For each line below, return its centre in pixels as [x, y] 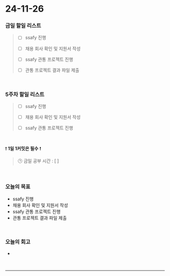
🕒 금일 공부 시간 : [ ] [38, 161]
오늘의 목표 [18, 187]
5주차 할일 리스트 [25, 94]
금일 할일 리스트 [23, 26]
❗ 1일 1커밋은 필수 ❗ [23, 149]
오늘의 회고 [18, 242]
